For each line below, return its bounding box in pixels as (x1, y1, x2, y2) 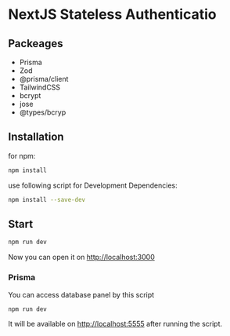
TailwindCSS (19, 82, 61, 92)
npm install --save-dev (8, 195, 86, 203)
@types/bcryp (19, 108, 66, 117)
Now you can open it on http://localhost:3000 (8, 253, 155, 262)
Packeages (8, 37, 64, 50)
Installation (8, 130, 64, 144)
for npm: (8, 151, 36, 160)
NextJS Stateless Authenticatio (8, 5, 217, 24)
